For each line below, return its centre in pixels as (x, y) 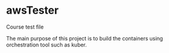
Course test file (25, 27)
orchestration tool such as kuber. (47, 45)
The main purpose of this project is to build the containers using (85, 38)
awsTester (32, 10)
